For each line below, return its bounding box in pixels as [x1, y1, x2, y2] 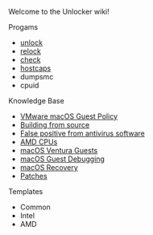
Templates [8, 187, 43, 196]
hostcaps [19, 63, 52, 73]
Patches [19, 172, 48, 180]
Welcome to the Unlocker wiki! [8, 7, 110, 16]
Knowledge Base [8, 96, 64, 105]
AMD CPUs [19, 137, 58, 147]
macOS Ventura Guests [19, 146, 98, 155]
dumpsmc [19, 72, 54, 81]
